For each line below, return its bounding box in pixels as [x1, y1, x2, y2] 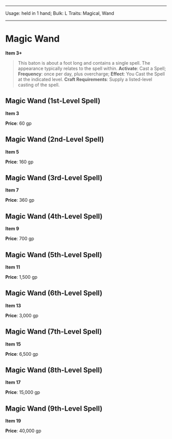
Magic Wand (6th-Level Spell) [5, 289, 102, 298]
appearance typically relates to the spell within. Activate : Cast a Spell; [17, 65, 166, 71]
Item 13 [5, 302, 21, 309]
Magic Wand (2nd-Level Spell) [5, 135, 104, 144]
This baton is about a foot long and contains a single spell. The [17, 60, 150, 66]
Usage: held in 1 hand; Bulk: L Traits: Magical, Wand [5, 10, 114, 16]
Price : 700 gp [5, 236, 34, 242]
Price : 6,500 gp [5, 351, 38, 357]
